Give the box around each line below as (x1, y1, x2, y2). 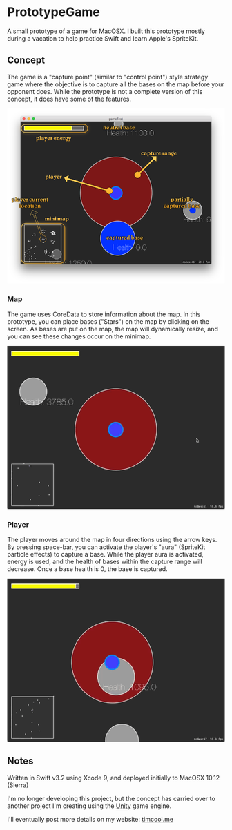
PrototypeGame (7, 4, 100, 20)
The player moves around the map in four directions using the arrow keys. (7, 535, 217, 543)
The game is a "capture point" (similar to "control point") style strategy (7, 73, 209, 81)
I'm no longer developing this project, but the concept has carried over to (7, 794, 215, 802)
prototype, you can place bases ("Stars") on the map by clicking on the (7, 317, 209, 325)
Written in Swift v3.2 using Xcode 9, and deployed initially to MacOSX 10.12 (7, 773, 220, 782)
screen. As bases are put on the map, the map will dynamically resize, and (7, 325, 219, 333)
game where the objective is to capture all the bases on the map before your (7, 80, 224, 88)
